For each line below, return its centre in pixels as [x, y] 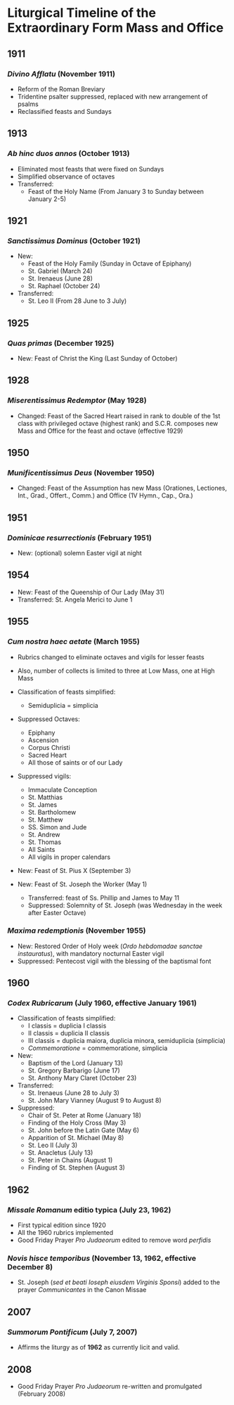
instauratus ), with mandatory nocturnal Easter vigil [91, 953]
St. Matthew [45, 820]
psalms [28, 104]
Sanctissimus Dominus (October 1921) [74, 240]
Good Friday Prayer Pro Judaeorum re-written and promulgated [110, 1386]
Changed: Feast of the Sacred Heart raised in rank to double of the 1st [119, 415]
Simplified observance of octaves [66, 176]
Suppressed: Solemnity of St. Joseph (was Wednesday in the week [125, 905]
